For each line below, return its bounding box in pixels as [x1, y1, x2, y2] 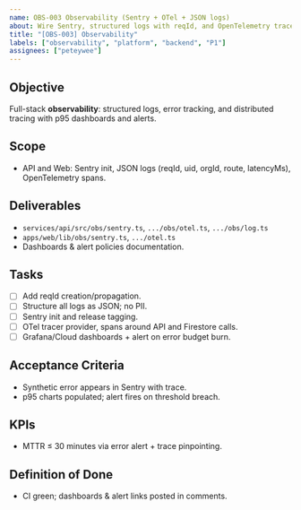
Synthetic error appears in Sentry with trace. [21, 382, 187, 393]
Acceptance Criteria [9, 358, 125, 373]
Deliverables [9, 198, 82, 213]
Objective [9, 80, 65, 95]
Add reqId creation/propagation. [21, 290, 142, 301]
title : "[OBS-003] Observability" [9, 30, 139, 39]
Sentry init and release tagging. [21, 311, 139, 322]
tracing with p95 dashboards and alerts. [9, 113, 157, 124]
